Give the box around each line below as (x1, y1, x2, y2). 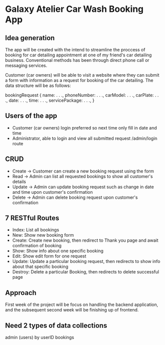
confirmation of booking (12, 243, 62, 249)
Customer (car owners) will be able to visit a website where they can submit (5, 72, 160, 78)
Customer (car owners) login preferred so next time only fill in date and (12, 125, 157, 130)
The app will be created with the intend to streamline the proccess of (5, 47, 146, 52)
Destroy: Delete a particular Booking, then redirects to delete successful (12, 269, 160, 275)
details (12, 178, 26, 184)
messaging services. (5, 63, 47, 68)
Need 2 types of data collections (5, 321, 107, 330)
